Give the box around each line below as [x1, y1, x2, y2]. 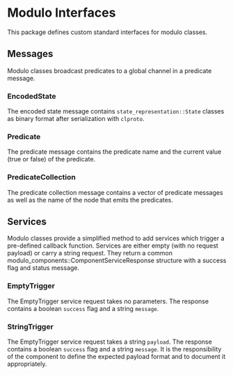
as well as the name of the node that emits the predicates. [7, 196, 174, 204]
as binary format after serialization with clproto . [7, 115, 145, 123]
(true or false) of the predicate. [7, 155, 96, 163]
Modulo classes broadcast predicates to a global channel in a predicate [7, 66, 212, 74]
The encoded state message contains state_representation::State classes [7, 107, 225, 115]
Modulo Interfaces [7, 5, 116, 21]
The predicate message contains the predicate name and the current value [7, 147, 222, 156]
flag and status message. [7, 264, 80, 272]
